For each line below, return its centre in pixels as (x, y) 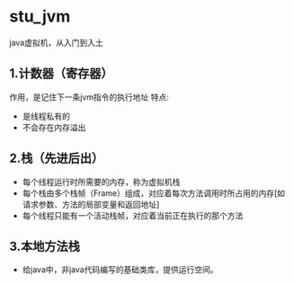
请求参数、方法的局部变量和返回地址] (91, 204)
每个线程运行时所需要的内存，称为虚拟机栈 (101, 182)
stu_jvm (40, 17)
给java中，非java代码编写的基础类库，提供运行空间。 (120, 270)
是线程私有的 (46, 116)
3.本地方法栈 (45, 246)
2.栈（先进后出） (57, 159)
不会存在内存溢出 (54, 127)
